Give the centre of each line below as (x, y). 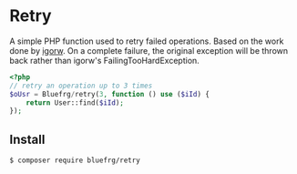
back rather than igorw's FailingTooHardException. (105, 60)
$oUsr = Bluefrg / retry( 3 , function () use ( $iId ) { (109, 94)
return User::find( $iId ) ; (75, 102)
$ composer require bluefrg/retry (75, 160)
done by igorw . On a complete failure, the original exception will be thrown (149, 50)
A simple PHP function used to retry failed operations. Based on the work (147, 41)
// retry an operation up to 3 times (81, 86)
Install (27, 139)
